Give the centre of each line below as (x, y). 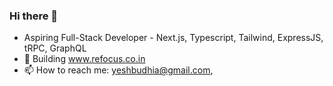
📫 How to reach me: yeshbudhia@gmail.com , (118, 70)
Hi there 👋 (34, 16)
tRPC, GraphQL (55, 48)
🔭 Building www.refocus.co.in (84, 59)
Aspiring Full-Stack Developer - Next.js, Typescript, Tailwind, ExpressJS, (173, 38)
